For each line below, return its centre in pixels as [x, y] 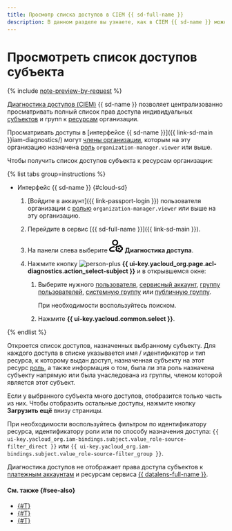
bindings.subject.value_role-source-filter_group [80, 454]
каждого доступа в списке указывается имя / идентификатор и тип [106, 353]
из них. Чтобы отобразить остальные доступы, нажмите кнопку [101, 403]
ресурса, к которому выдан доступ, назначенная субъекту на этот [106, 360]
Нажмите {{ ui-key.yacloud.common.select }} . [106, 319]
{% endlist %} [27, 332]
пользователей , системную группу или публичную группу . [125, 292]
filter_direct [28, 447]
